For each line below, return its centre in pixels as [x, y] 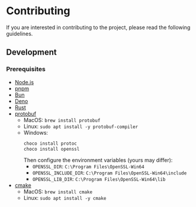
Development [32, 52]
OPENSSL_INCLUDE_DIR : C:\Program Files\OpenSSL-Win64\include [110, 173]
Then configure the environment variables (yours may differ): [98, 160]
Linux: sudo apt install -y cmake [65, 198]
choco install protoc [50, 144]
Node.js [24, 82]
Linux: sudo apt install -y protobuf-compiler [81, 126]
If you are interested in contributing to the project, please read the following [98, 27]
